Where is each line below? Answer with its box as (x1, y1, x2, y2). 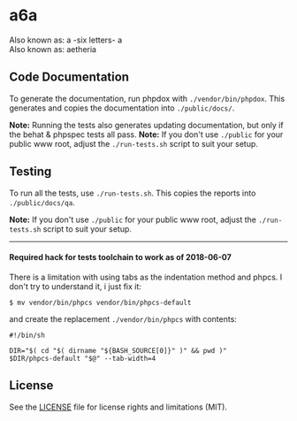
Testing (9, 165, 52, 180)
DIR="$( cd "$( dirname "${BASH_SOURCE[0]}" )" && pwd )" (9, 346, 227, 355)
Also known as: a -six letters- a (9, 34, 122, 45)
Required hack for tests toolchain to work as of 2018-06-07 (9, 252, 232, 263)
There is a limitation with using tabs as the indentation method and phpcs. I (9, 272, 283, 282)
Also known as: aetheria (9, 43, 97, 54)
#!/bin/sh (9, 331, 46, 340)
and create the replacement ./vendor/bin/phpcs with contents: (9, 313, 237, 324)
